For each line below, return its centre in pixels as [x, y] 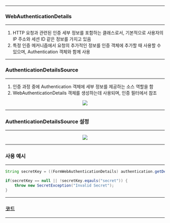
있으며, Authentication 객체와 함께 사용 [51, 52]
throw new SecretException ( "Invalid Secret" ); [64, 185]
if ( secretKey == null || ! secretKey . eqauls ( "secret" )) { [67, 181]
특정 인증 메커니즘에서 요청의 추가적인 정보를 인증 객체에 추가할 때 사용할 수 [87, 46]
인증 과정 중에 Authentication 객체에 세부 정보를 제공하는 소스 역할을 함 [83, 86]
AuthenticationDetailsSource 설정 [47, 121]
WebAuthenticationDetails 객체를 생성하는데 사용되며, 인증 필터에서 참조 [85, 93]
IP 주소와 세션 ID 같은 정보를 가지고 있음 [52, 39]
